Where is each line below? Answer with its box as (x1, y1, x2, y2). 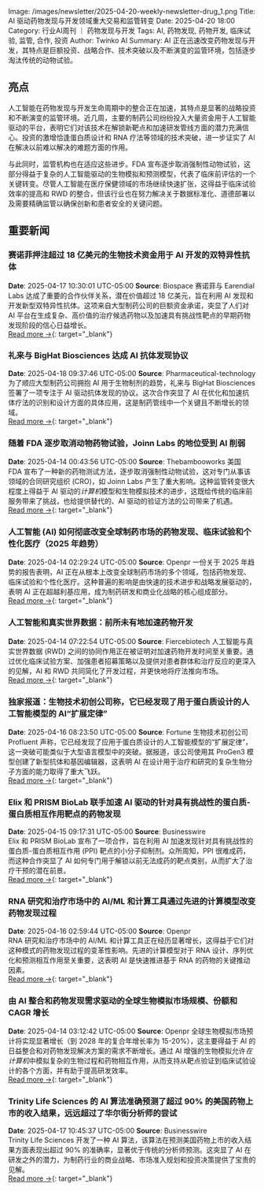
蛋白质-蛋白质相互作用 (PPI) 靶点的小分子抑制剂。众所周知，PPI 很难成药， (8, 847, 250, 856)
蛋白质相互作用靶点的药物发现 (8, 808, 122, 819)
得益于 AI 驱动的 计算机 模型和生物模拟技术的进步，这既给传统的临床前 (28, 486, 253, 496)
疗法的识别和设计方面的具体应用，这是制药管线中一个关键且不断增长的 (14, 397, 242, 407)
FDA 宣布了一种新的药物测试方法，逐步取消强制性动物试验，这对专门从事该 (8, 467, 251, 476)
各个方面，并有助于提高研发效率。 (21, 1066, 132, 1075)
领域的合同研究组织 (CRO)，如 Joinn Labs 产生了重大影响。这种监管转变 (8, 477, 241, 486)
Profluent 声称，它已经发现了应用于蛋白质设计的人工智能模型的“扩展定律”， (8, 737, 253, 746)
